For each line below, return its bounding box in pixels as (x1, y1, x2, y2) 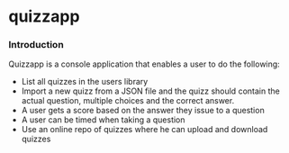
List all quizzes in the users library (21, 76, 149, 87)
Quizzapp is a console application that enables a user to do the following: (8, 58, 280, 69)
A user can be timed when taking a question (21, 114, 185, 125)
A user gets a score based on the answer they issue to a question (21, 105, 265, 116)
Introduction (8, 39, 64, 51)
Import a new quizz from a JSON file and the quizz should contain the (21, 85, 280, 96)
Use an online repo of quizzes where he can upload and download (21, 124, 268, 135)
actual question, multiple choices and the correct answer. (21, 95, 235, 106)
